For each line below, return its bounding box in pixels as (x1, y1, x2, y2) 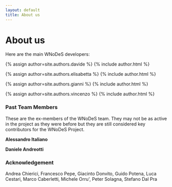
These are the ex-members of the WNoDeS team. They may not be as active (5, 115, 167, 121)
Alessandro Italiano (5, 136, 48, 142)
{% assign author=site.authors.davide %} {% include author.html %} (5, 61, 150, 67)
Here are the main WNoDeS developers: (5, 51, 90, 57)
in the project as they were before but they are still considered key (5, 121, 145, 127)
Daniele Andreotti (5, 146, 44, 152)
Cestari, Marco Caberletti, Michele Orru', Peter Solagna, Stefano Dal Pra (5, 176, 158, 182)
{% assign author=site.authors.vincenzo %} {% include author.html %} (5, 91, 155, 97)
